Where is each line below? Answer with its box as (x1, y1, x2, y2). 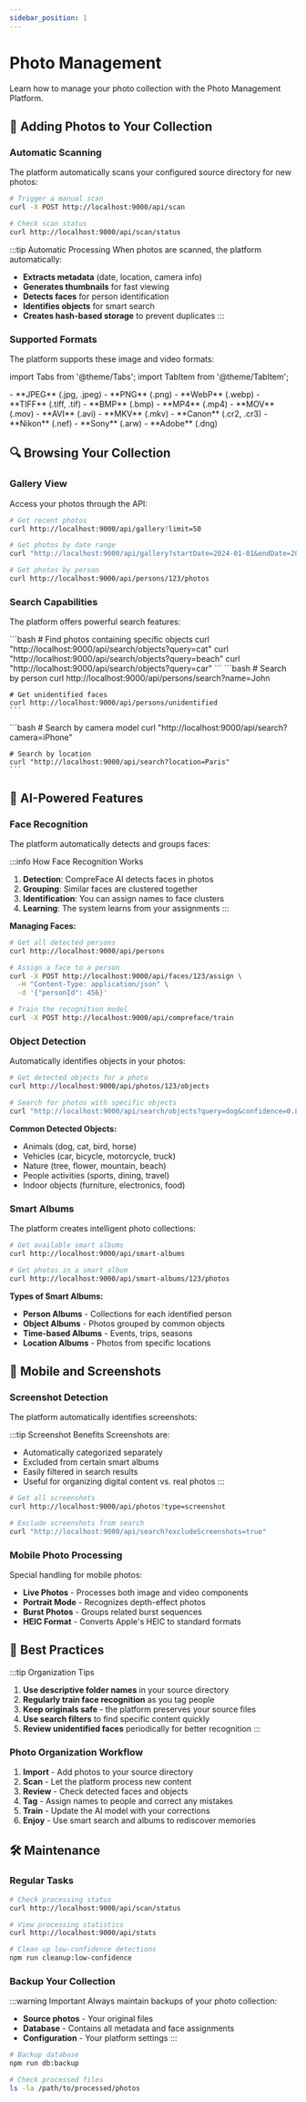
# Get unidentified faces (9, 690, 107, 700)
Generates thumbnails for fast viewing (22, 281, 170, 292)
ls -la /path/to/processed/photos (9, 2084, 141, 2093)
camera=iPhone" (9, 732, 73, 743)
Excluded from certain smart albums (22, 1457, 159, 1468)
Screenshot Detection (9, 1391, 108, 1404)
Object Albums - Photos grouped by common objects (22, 1318, 226, 1329)
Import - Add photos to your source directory (22, 1767, 194, 1777)
